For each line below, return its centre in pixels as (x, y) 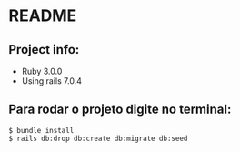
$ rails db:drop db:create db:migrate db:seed (98, 138)
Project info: (44, 50)
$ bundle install (41, 130)
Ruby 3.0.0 (42, 71)
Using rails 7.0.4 (52, 81)
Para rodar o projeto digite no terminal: (120, 110)
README (43, 16)
